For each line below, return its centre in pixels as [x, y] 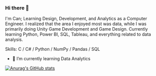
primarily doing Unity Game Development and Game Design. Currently [77, 29]
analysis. [14, 39]
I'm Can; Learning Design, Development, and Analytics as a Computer [76, 19]
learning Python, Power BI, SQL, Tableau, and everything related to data [78, 35]
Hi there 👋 [17, 8]
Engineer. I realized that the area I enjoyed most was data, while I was [76, 24]
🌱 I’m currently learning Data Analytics [51, 59]
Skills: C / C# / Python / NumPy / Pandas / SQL [53, 49]
